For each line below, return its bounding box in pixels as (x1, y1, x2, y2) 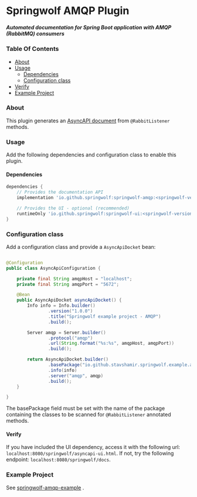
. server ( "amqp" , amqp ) (47, 373, 104, 379)
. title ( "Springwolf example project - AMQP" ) (47, 313, 161, 320)
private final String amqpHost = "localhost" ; (16, 276, 133, 282)
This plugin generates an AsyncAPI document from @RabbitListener (6, 117, 170, 124)
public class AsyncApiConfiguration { (6, 265, 101, 271)
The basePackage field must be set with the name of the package (6, 405, 165, 412)
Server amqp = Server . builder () (27, 330, 107, 335)
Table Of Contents (6, 45, 59, 53)
